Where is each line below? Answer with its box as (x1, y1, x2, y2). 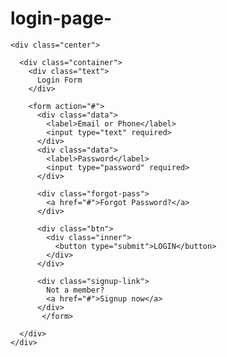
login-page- (10, 7, 113, 30)
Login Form (36, 75, 83, 85)
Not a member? (46, 285, 105, 295)
